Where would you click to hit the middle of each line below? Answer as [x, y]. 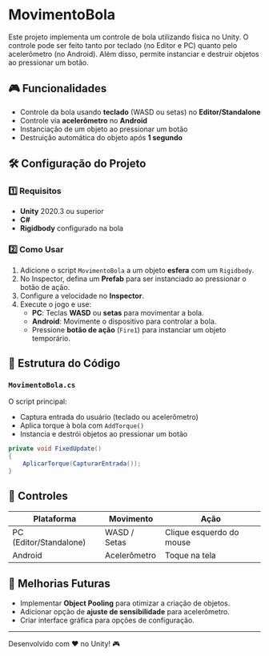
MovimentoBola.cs [42, 385]
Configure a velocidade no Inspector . [82, 296]
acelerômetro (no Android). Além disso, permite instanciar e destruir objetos [134, 54]
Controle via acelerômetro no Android [84, 120]
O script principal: [38, 401]
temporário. [51, 338]
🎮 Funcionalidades [58, 89]
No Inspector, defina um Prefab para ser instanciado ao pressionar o [133, 279]
